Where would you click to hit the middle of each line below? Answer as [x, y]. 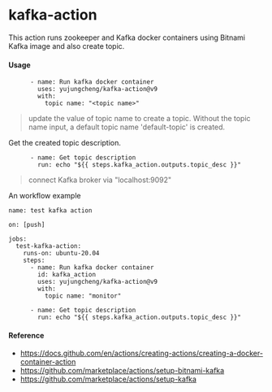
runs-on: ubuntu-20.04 [61, 254]
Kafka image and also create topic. [67, 46]
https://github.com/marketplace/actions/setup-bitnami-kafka [122, 371]
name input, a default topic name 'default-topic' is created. [127, 127]
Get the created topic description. [65, 143]
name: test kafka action [50, 211]
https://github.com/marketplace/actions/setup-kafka [108, 379]
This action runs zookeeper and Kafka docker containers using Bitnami [127, 37]
